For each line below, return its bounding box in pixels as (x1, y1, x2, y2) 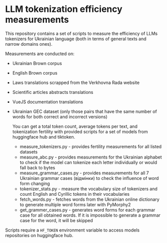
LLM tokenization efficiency (5, 3, 123, 15)
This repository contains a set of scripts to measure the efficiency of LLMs (5, 30, 158, 36)
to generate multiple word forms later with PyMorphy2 (19, 201, 131, 207)
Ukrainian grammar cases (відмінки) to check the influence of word (19, 175, 159, 181)
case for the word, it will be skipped (19, 217, 93, 223)
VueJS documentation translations (12, 98, 83, 105)
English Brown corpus (12, 70, 58, 76)
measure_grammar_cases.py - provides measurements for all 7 (19, 170, 149, 176)
